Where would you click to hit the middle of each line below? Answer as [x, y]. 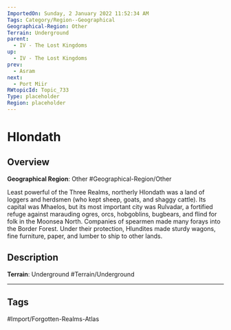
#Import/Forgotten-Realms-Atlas [53, 319]
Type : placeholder [33, 97]
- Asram [24, 71]
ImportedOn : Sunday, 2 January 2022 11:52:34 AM [78, 13]
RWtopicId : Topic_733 [38, 90]
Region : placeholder [37, 103]
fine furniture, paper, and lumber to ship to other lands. [85, 236]
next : [15, 77]
